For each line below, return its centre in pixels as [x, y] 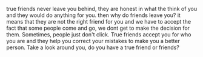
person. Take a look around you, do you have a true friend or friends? [93, 47]
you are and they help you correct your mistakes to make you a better [93, 41]
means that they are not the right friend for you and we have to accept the [99, 22]
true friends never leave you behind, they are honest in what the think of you [102, 9]
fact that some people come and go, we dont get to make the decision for [98, 28]
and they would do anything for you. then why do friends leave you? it [93, 15]
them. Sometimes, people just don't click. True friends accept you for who [99, 35]
